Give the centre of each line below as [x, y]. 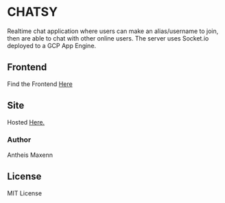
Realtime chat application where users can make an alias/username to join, [113, 31]
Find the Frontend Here [40, 84]
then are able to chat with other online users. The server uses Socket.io [108, 38]
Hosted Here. [26, 122]
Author [19, 140]
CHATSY [33, 12]
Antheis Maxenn [30, 155]
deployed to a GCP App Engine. [52, 45]
